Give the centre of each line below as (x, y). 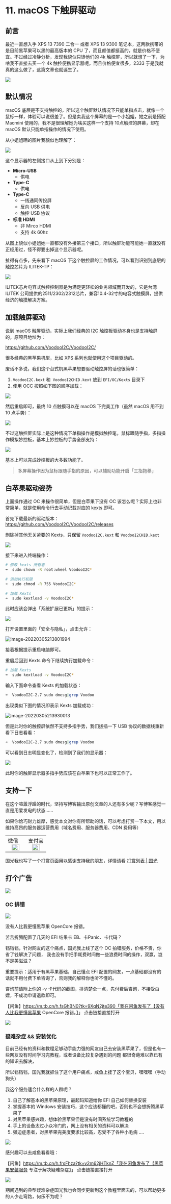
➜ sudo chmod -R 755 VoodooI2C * (41, 584)
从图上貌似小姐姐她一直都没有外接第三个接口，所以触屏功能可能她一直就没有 (85, 243)
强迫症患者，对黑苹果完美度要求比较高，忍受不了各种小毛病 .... (78, 1132)
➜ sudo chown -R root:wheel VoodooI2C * (49, 570)
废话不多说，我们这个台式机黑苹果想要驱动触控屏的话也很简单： (72, 368)
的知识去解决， (21, 1061)
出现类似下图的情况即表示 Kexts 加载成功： (50, 706)
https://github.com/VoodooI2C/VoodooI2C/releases (59, 524)
